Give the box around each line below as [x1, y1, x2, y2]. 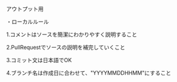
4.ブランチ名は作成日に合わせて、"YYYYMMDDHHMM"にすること [6, 69, 172, 77]
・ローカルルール [6, 18, 49, 25]
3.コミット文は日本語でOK [6, 57, 72, 63]
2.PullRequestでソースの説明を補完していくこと [6, 44, 125, 51]
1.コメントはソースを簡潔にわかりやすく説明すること [6, 31, 138, 38]
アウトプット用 [6, 5, 44, 12]
